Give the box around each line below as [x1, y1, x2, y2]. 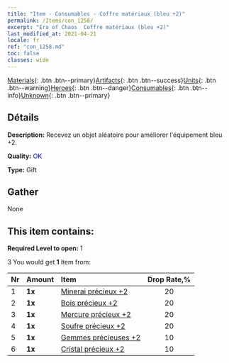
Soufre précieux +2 [60, 321, 125, 331]
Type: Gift [7, 165, 37, 174]
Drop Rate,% [147, 274, 191, 284]
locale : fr [7, 37, 40, 44]
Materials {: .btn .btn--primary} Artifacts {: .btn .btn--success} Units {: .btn [7, 76, 216, 84]
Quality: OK [7, 152, 43, 160]
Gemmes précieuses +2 [60, 333, 141, 342]
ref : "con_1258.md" [7, 43, 65, 50]
